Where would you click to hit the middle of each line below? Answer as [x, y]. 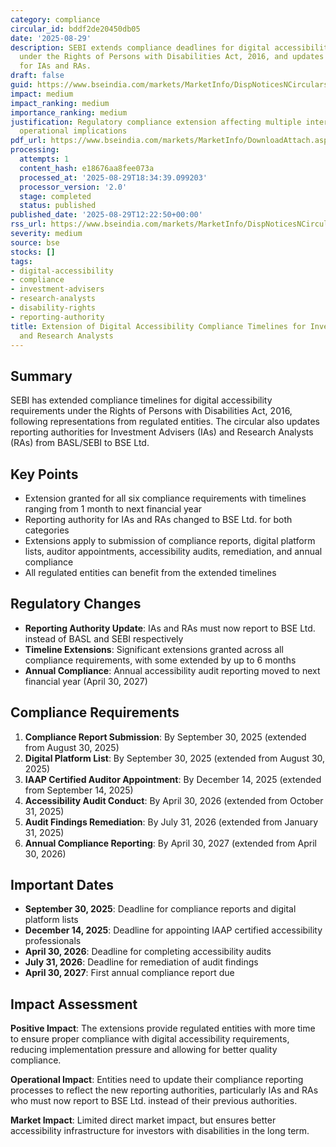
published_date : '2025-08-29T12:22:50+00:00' [106, 215]
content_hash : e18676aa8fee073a [87, 168]
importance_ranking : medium [69, 112]
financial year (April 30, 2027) [86, 681]
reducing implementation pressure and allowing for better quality [144, 1050]
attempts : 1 [44, 159]
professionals [53, 941]
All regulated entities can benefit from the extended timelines [150, 572]
